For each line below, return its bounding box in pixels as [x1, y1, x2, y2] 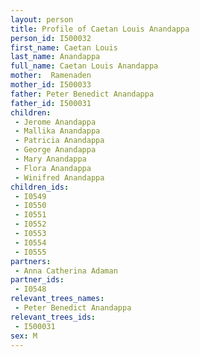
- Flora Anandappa [14, 163, 92, 173]
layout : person [10, 14, 74, 25]
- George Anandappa [14, 145, 97, 155]
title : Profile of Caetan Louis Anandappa [10, 24, 190, 34]
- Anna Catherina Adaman [14, 266, 118, 276]
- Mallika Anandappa [14, 126, 101, 136]
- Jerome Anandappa [14, 117, 97, 127]
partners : [10, 256, 52, 266]
